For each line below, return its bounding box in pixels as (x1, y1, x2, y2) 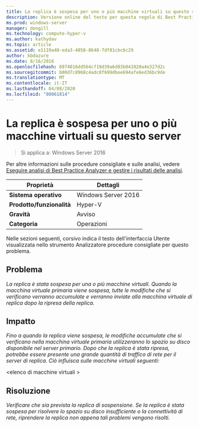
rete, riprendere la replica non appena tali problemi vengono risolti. (6, 414, 170, 421)
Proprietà (26, 181, 54, 189)
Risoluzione (6, 386, 51, 396)
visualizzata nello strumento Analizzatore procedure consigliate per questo (6, 241, 189, 248)
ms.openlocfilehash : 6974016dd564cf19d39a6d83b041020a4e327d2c (6, 63, 166, 70)
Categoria (9, 220, 38, 228)
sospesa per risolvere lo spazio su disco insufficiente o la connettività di (6, 408, 183, 415)
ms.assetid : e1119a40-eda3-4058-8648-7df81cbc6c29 (6, 47, 134, 53)
